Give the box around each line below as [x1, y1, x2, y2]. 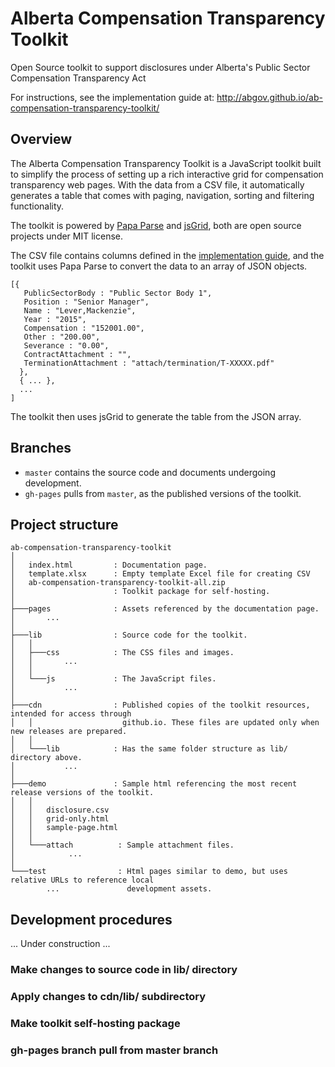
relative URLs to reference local [10, 875, 155, 886]
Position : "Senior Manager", [23, 297, 150, 307]
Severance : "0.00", [23, 340, 110, 351]
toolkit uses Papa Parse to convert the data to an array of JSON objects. [10, 260, 308, 272]
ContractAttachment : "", [23, 349, 132, 359]
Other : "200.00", [23, 332, 101, 342]
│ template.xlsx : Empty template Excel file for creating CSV [10, 569, 311, 579]
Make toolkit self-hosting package [10, 1016, 181, 1030]
